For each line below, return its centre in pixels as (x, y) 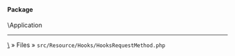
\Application (25, 25)
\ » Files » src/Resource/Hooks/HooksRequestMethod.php (86, 45)
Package (20, 10)
